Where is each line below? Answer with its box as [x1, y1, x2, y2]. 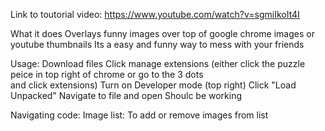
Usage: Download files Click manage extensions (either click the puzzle [10, 58, 306, 69]
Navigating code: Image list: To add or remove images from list [10, 109, 269, 121]
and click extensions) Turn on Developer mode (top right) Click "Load [10, 79, 297, 91]
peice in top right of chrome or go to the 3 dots [10, 69, 204, 80]
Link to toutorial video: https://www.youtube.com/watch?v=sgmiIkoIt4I [10, 9, 300, 20]
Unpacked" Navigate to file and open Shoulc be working [10, 90, 243, 101]
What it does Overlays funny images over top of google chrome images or [10, 28, 315, 39]
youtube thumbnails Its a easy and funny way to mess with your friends [10, 39, 305, 50]
